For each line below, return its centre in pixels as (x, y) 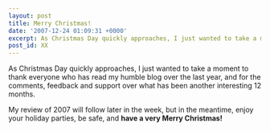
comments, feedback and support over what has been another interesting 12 (135, 86)
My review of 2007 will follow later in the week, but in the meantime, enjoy (131, 110)
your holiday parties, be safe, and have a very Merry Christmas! (115, 118)
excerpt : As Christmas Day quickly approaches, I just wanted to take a (133, 38)
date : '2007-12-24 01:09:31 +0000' (68, 31)
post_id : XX (28, 46)
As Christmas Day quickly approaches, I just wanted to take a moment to (129, 68)
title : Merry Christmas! (50, 23)
